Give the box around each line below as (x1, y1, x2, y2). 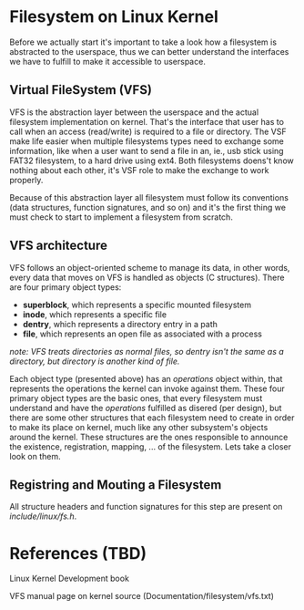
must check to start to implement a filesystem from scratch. (9, 212, 234, 222)
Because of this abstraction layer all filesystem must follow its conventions (9, 191, 289, 202)
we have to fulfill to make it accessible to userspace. (9, 56, 207, 67)
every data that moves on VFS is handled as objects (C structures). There (9, 272, 285, 283)
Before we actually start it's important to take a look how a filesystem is (9, 36, 278, 47)
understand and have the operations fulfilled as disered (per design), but (9, 402, 282, 413)
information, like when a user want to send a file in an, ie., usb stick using (9, 145, 284, 156)
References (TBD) (9, 543, 147, 563)
